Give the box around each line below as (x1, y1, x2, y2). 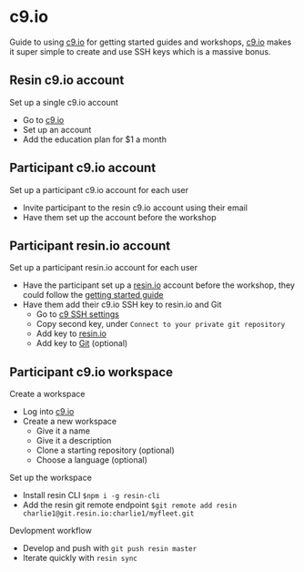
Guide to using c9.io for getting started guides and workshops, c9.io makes (9, 36, 292, 47)
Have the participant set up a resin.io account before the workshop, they (22, 280, 296, 291)
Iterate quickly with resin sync (22, 553, 138, 564)
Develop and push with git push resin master (22, 543, 198, 554)
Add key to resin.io (35, 328, 107, 339)
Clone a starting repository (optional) (35, 444, 175, 456)
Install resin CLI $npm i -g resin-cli (22, 490, 161, 501)
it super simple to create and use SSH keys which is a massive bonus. (9, 46, 271, 56)
